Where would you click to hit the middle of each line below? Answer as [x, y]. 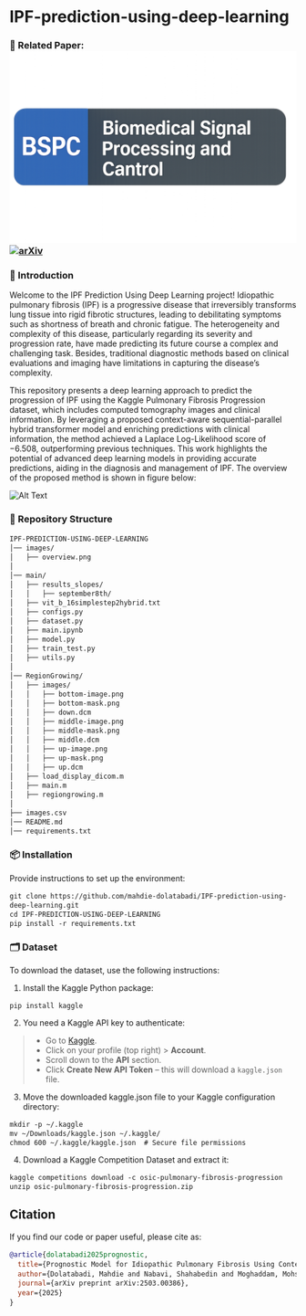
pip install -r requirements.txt [73, 923]
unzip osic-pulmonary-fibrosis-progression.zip [102, 1186]
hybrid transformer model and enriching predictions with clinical [130, 429]
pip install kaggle [46, 1005]
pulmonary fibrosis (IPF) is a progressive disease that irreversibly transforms [153, 305]
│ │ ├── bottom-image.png [67, 695]
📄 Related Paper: [47, 46]
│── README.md [36, 822]
